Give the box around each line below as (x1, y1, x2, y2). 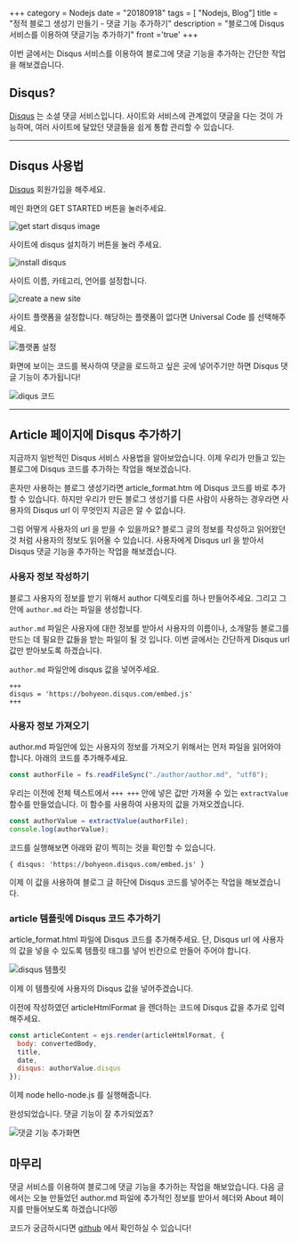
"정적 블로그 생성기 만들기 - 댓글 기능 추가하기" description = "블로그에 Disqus (9, 18, 285, 29)
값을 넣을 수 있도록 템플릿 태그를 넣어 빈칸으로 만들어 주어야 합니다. (18, 944, 251, 956)
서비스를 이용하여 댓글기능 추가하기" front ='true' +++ (9, 29, 198, 39)
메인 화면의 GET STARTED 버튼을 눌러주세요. (9, 202, 167, 213)
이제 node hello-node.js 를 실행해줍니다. (9, 1090, 152, 1100)
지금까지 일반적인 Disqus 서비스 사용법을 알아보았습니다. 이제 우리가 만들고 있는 (9, 453, 287, 463)
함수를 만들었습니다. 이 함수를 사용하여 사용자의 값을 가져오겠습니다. (9, 798, 245, 809)
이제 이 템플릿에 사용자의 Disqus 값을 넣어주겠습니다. (9, 983, 194, 993)
